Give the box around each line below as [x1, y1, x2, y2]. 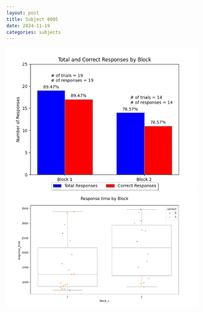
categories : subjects [6, 29, 61, 35]
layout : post [6, 10, 40, 16]
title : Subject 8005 [6, 16, 59, 23]
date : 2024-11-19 [6, 23, 50, 29]
